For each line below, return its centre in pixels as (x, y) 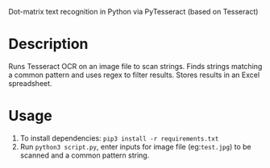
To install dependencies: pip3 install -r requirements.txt (119, 138)
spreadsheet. (30, 83)
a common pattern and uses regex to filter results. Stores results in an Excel (134, 75)
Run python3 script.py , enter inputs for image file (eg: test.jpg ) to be (135, 146)
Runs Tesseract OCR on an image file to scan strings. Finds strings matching (135, 66)
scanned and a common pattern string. (85, 155)
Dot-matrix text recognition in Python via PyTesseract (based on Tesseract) (133, 12)
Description (48, 44)
